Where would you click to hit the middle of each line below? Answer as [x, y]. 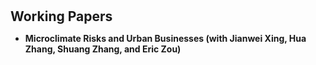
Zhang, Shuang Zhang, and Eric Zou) [103, 49]
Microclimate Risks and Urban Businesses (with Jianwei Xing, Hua [165, 39]
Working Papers [61, 16]
